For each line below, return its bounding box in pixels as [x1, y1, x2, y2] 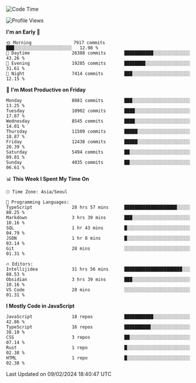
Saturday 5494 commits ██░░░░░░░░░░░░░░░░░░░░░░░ [6, 149, 191, 155]
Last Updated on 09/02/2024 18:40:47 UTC [6, 371, 111, 377]
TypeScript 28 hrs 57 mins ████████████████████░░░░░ [6, 204, 191, 210]
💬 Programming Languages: [6, 199, 69, 205]
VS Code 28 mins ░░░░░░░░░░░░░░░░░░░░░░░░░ [6, 287, 191, 293]
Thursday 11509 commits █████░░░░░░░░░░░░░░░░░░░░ [6, 128, 191, 134]
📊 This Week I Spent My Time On [6, 176, 89, 182]
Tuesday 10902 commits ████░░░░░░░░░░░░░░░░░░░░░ [6, 108, 191, 114]
